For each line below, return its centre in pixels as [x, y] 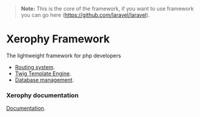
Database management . [44, 79]
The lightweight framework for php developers [64, 56]
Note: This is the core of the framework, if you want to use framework [107, 9]
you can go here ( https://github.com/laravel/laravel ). [85, 15]
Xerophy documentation [43, 95]
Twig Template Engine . [43, 73]
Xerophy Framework [58, 39]
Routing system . [35, 67]
